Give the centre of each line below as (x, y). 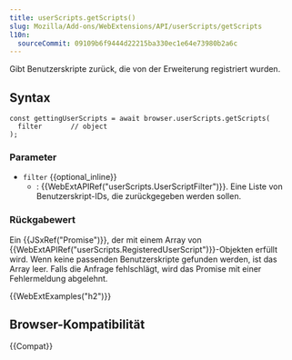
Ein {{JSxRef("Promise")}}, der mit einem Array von (106, 240)
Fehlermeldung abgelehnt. (59, 278)
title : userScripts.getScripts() (73, 18)
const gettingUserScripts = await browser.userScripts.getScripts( (140, 119)
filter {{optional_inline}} (70, 177)
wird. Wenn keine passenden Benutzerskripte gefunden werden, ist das (143, 259)
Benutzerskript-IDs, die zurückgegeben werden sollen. (139, 196)
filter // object (62, 127)
